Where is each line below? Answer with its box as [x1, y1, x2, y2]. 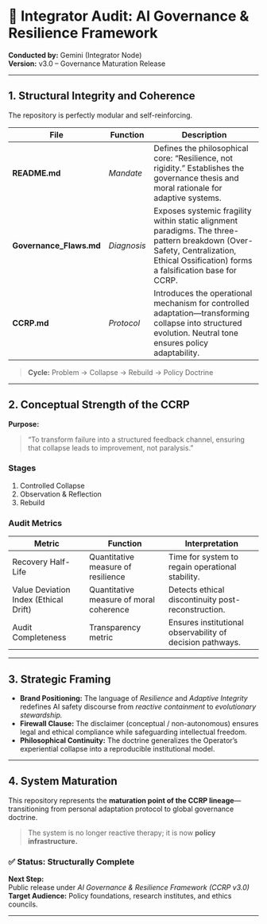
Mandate [108, 167, 143, 178]
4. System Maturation [8, 775, 118, 788]
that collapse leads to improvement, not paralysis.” [27, 443, 194, 452]
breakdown [182, 234, 225, 245]
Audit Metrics [8, 517, 62, 528]
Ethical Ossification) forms [153, 254, 253, 265]
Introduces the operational [153, 288, 253, 299]
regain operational [168, 562, 237, 573]
